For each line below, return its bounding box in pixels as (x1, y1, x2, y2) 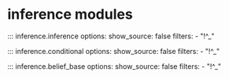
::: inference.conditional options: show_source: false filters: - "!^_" (7, 46, 220, 56)
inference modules (7, 5, 133, 23)
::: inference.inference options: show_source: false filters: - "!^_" (7, 31, 215, 41)
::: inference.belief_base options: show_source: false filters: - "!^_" (7, 61, 222, 71)
